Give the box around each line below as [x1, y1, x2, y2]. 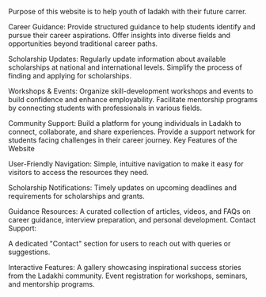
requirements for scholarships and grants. [8, 192, 145, 200]
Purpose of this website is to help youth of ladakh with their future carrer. [8, 7, 247, 16]
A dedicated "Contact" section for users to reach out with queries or [8, 239, 231, 248]
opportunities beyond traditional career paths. [8, 39, 158, 48]
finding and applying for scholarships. [8, 71, 132, 80]
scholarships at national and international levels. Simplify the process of [8, 63, 243, 72]
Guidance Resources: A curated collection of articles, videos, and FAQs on [8, 207, 251, 216]
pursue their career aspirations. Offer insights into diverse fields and [8, 31, 231, 40]
